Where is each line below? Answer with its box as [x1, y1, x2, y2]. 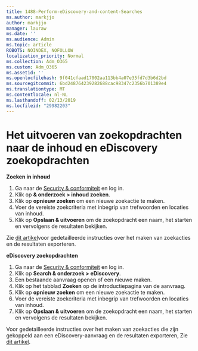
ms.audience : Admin [6, 36, 55, 42]
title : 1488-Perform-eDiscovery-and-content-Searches [6, 8, 143, 15]
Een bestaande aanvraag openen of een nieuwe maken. [14, 276, 152, 283]
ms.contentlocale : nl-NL [6, 92, 68, 98]
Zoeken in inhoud [6, 173, 51, 180]
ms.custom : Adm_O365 [6, 64, 58, 70]
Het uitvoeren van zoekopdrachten [6, 129, 182, 142]
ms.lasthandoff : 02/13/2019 [6, 97, 76, 103]
